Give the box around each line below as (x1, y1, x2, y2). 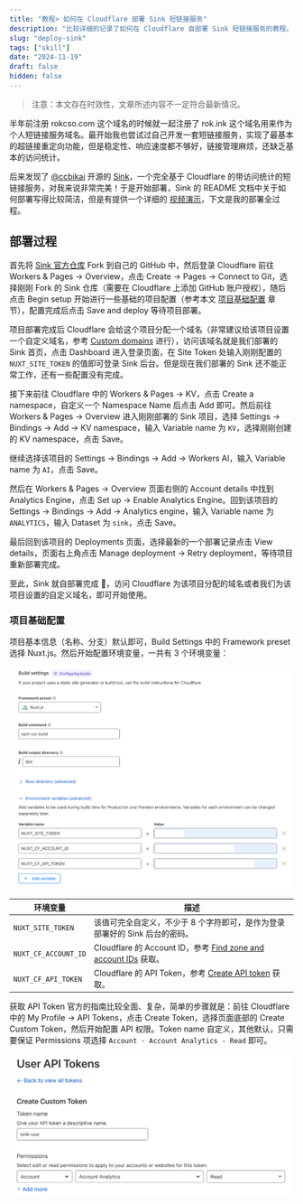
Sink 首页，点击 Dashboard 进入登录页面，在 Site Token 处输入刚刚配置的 (9, 346, 282, 357)
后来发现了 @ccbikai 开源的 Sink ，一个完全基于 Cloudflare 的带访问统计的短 (9, 171, 291, 182)
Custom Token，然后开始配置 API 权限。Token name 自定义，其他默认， (9, 1023, 278, 1034)
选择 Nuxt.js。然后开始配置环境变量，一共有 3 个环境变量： (9, 647, 229, 658)
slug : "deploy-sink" (9, 33, 87, 42)
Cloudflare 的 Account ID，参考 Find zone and (93, 942, 264, 953)
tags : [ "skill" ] (9, 43, 70, 52)
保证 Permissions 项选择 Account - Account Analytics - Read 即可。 (16, 1034, 272, 1045)
